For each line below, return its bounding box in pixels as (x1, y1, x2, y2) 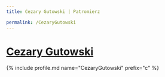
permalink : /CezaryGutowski (6, 19, 77, 25)
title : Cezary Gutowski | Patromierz (6, 8, 100, 15)
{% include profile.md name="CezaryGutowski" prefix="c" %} (6, 65, 160, 72)
